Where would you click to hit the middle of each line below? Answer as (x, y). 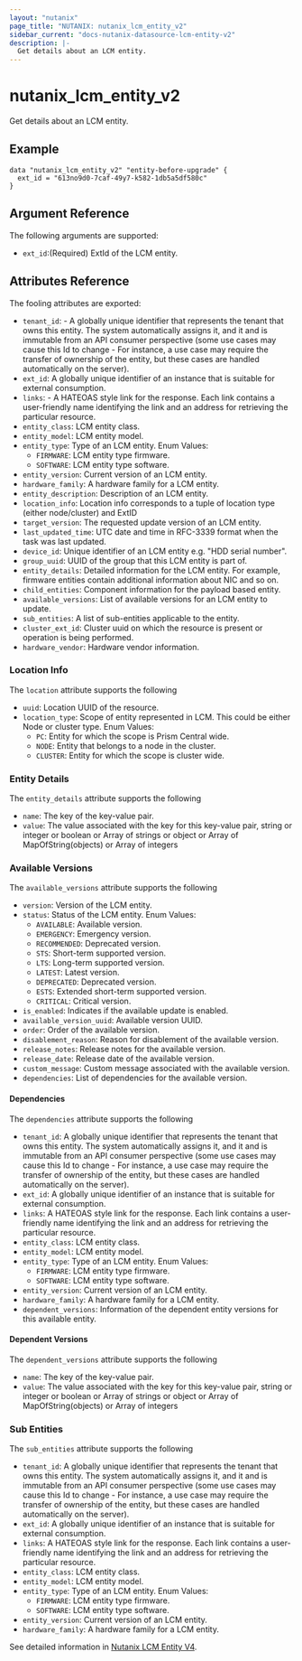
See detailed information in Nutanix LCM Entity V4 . (103, 1647)
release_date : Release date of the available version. (118, 1059)
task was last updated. (64, 541)
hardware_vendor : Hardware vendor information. (111, 647)
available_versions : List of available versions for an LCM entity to (145, 599)
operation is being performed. (78, 637)
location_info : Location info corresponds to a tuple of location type (148, 503)
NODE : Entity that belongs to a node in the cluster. (126, 745)
